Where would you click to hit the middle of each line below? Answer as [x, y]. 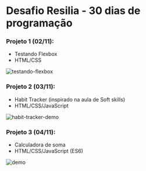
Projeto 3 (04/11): [31, 132]
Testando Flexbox [36, 54]
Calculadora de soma [40, 145]
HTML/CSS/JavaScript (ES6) [49, 151]
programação [39, 23]
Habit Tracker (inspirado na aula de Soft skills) [70, 99]
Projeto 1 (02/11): [30, 41]
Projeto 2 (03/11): [31, 87]
